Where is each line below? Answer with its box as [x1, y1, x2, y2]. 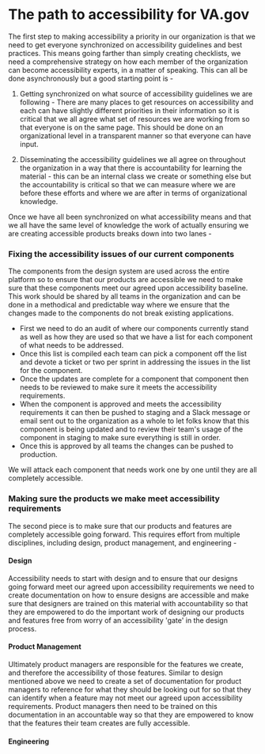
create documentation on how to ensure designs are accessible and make [8, 590, 249, 600]
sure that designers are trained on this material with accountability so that [8, 598, 248, 608]
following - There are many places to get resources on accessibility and [19, 97, 254, 107]
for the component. [19, 366, 83, 375]
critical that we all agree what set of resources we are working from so [19, 114, 251, 123]
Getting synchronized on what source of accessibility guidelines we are [19, 89, 253, 98]
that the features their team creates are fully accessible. [8, 718, 191, 728]
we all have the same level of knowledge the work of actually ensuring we [8, 220, 249, 230]
